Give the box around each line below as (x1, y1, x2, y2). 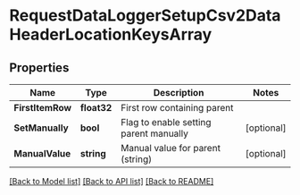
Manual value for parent (120, 142, 221, 154)
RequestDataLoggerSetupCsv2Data (9, 5, 281, 26)
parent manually (120, 127, 189, 140)
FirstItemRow (13, 102, 72, 114)
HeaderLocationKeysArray (9, 24, 212, 45)
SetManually (13, 122, 69, 134)
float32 (79, 102, 112, 114)
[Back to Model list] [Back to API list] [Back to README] (9, 176, 214, 186)
